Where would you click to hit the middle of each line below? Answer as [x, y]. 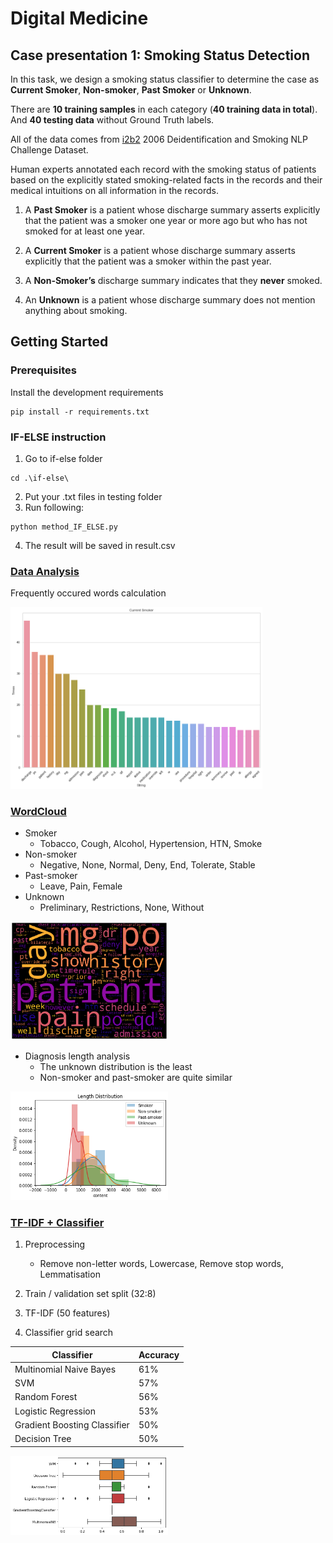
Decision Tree [43, 1439]
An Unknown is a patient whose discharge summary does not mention [170, 300]
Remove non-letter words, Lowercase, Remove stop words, [161, 1264]
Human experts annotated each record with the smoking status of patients [163, 169]
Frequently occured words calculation [88, 593]
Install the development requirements [87, 392]
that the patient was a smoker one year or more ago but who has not [166, 220]
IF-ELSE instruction [58, 437]
